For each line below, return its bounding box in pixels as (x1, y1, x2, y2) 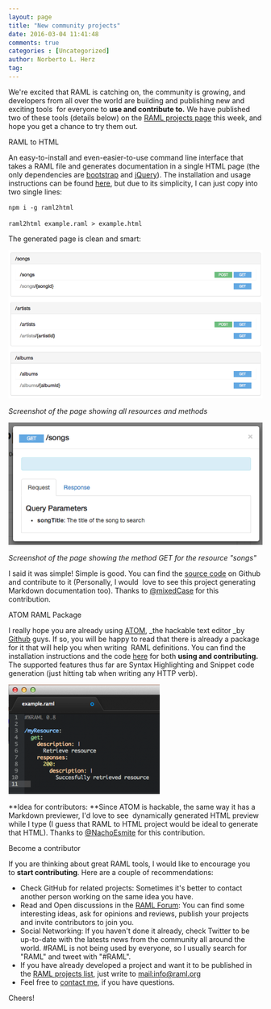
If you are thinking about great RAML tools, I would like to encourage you (8, 859, 251, 869)
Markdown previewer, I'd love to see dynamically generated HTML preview (8, 811, 260, 820)
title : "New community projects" (8, 21, 121, 30)
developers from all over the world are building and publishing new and (8, 95, 245, 105)
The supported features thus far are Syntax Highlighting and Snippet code (8, 660, 255, 669)
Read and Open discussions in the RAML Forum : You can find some (19, 900, 244, 911)
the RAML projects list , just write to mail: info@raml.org (19, 969, 202, 979)
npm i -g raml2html (8, 203, 74, 211)
